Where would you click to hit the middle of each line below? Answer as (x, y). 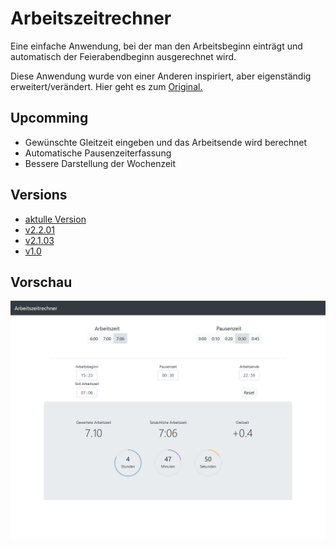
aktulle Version (55, 219)
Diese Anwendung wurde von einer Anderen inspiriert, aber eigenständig (161, 76)
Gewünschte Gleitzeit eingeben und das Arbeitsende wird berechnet (166, 142)
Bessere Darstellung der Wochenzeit (100, 163)
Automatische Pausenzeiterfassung (98, 153)
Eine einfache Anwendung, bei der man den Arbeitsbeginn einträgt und (156, 46)
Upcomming (49, 118)
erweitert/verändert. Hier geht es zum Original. (106, 86)
